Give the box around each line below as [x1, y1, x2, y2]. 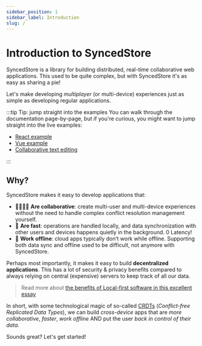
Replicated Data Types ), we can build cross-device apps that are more [6, 309, 182, 316]
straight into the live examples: [6, 121, 83, 129]
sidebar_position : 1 [6, 8, 58, 15]
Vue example [14, 139, 48, 147]
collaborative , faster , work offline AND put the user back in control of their [6, 315, 191, 322]
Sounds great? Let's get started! [6, 333, 86, 341]
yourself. [14, 216, 37, 223]
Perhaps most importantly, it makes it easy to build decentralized [6, 260, 169, 267]
